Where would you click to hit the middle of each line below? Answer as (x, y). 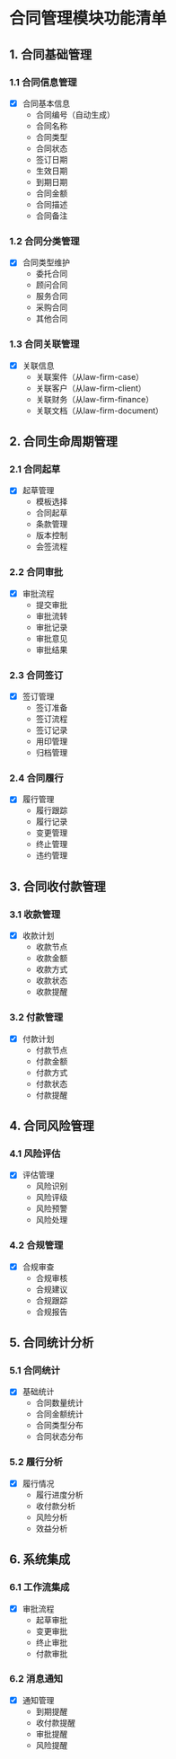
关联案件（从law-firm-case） (90, 376)
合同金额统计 (59, 1414)
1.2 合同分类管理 (44, 241)
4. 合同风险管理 (52, 1125)
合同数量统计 (59, 1403)
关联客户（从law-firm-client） (91, 388)
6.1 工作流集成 (40, 1587)
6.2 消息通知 (36, 1679)
